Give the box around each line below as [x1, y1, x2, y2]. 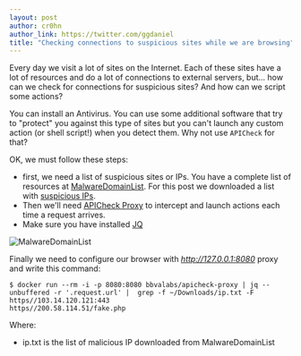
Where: [9, 319, 37, 331]
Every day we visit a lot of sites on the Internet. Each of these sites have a [9, 63, 282, 73]
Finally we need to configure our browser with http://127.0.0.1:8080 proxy [9, 254, 279, 265]
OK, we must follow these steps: [9, 154, 128, 165]
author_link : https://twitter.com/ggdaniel [9, 30, 175, 38]
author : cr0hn [9, 21, 63, 30]
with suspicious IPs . [21, 191, 96, 201]
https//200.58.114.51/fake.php [9, 304, 126, 313]
